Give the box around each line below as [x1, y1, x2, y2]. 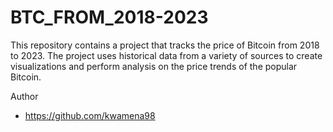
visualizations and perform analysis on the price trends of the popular [10, 60, 298, 72]
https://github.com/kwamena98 [24, 109, 156, 121]
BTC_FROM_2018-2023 [10, 6, 209, 29]
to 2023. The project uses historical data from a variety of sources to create [10, 49, 323, 61]
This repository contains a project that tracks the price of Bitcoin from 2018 [10, 39, 320, 51]
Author [10, 90, 39, 102]
